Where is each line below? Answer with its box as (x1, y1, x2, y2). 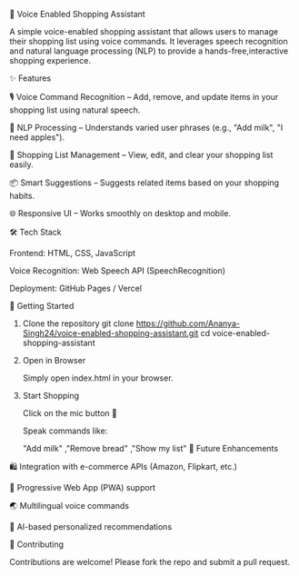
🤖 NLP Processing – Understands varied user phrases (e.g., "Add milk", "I (9, 123, 284, 133)
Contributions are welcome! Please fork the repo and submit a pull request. (9, 557, 291, 567)
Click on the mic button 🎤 (22, 408, 118, 418)
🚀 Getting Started (9, 301, 75, 311)
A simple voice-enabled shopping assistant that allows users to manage (9, 26, 279, 36)
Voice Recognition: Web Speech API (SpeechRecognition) (9, 265, 225, 276)
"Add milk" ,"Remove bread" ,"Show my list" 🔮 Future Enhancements (22, 443, 279, 453)
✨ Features (9, 73, 52, 84)
